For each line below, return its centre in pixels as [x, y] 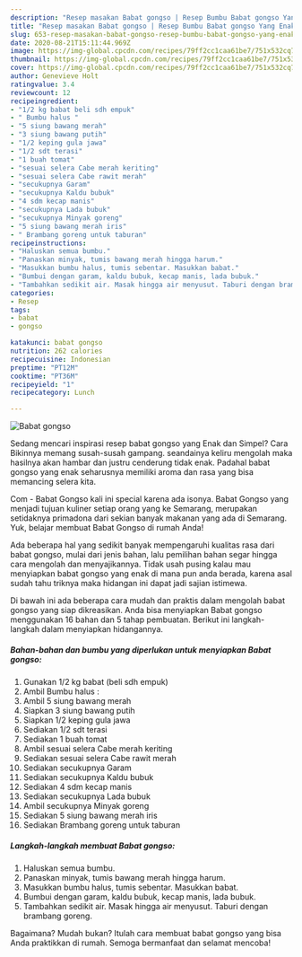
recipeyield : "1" [43, 384]
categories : [32, 293]
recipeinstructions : [49, 243]
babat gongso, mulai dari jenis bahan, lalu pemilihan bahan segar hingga [144, 555]
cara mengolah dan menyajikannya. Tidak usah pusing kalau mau [131, 564]
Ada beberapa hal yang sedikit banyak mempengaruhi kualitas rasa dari [142, 545]
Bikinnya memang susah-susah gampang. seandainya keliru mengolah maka [151, 453]
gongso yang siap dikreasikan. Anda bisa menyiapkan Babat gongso [136, 610]
